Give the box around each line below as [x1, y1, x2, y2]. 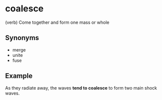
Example [5, 72, 33, 80]
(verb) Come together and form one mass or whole [5, 19, 110, 25]
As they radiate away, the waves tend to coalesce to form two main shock [5, 85, 158, 91]
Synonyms [5, 34, 39, 42]
